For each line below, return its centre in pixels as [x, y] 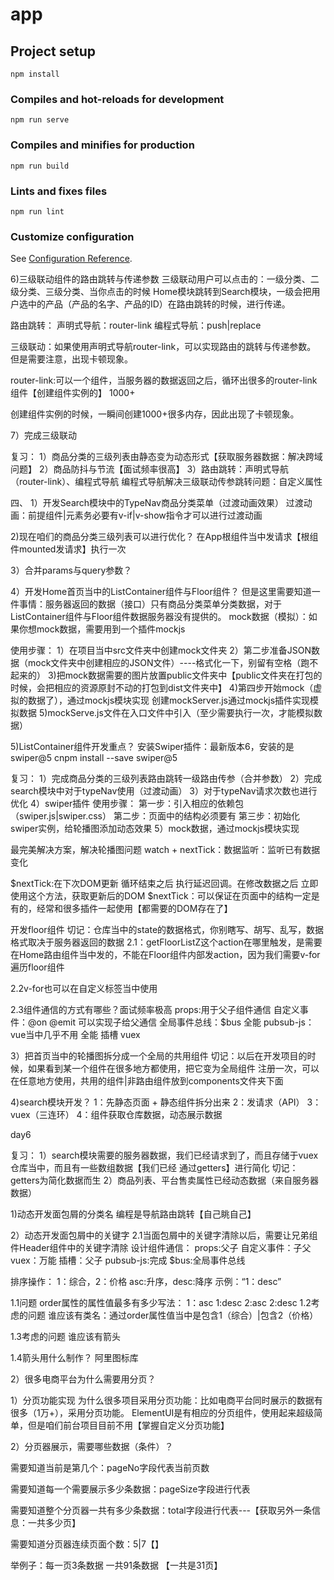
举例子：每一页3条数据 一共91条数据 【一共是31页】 [116, 1565]
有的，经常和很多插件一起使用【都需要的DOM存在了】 [121, 909]
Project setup [53, 51]
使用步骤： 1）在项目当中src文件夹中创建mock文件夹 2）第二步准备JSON [161, 650]
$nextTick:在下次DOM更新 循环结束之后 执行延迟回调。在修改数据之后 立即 [164, 884]
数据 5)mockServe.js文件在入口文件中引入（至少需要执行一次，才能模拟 [166, 713]
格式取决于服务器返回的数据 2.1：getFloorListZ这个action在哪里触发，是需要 [166, 942]
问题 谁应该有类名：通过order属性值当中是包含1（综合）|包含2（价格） [173, 1315]
